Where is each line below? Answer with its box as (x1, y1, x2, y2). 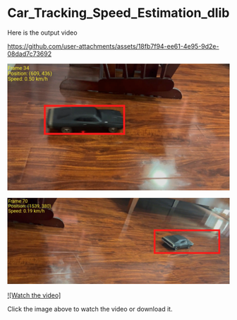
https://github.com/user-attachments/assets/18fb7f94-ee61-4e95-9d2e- (7, 42, 219, 50)
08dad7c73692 (7, 49, 51, 58)
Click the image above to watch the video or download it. (7, 304, 173, 313)
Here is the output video (7, 28, 78, 37)
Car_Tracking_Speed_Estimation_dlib (7, 5, 230, 21)
